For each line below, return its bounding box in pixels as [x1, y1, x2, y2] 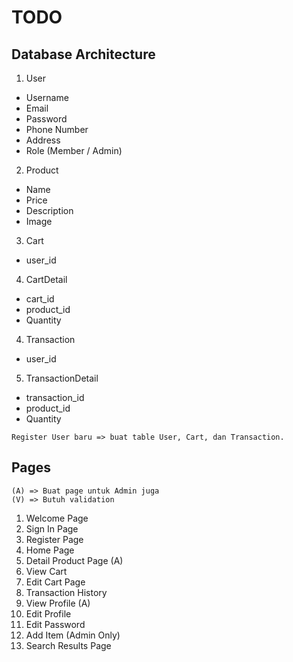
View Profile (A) [25, 597, 91, 609]
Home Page [25, 544, 75, 556]
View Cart [25, 565, 68, 577]
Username [25, 92, 69, 103]
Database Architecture [11, 46, 156, 63]
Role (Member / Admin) [25, 145, 123, 156]
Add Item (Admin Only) [25, 629, 121, 641]
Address [25, 134, 61, 146]
